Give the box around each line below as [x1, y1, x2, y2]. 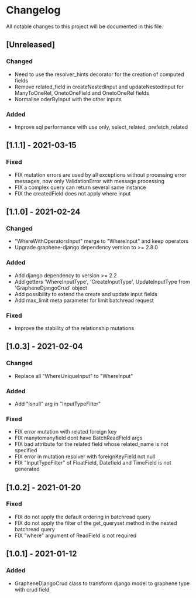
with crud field [14, 586, 50, 593]
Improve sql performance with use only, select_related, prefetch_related [14, 123, 188, 130]
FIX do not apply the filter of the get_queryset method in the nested [14, 519, 177, 527]
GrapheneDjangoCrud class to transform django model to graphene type [14, 580, 190, 587]
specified [14, 447, 37, 454]
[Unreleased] [6, 40, 56, 50]
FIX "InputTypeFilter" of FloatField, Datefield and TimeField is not [14, 459, 171, 466]
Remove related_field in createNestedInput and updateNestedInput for [14, 83, 184, 90]
